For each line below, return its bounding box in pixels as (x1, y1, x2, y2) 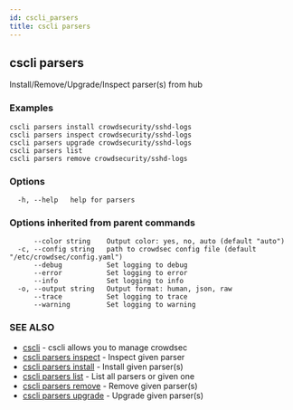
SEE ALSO (9, 321, 55, 334)
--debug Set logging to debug (33, 261, 188, 270)
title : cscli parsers (9, 22, 91, 31)
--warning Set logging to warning (33, 300, 196, 310)
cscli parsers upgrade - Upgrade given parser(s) (22, 390, 204, 401)
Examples (9, 101, 54, 114)
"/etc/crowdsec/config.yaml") (9, 253, 124, 262)
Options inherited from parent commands (9, 216, 196, 229)
